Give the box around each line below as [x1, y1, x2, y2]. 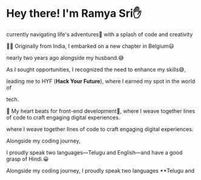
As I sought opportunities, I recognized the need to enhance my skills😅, [6, 66, 186, 73]
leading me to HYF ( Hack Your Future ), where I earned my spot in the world [6, 77, 196, 85]
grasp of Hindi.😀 [6, 155, 49, 162]
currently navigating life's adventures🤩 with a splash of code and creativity [6, 30, 193, 38]
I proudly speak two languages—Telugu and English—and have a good [6, 149, 183, 156]
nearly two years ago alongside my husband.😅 [6, 54, 124, 61]
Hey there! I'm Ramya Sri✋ [6, 7, 142, 21]
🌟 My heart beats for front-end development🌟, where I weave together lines [6, 107, 196, 114]
